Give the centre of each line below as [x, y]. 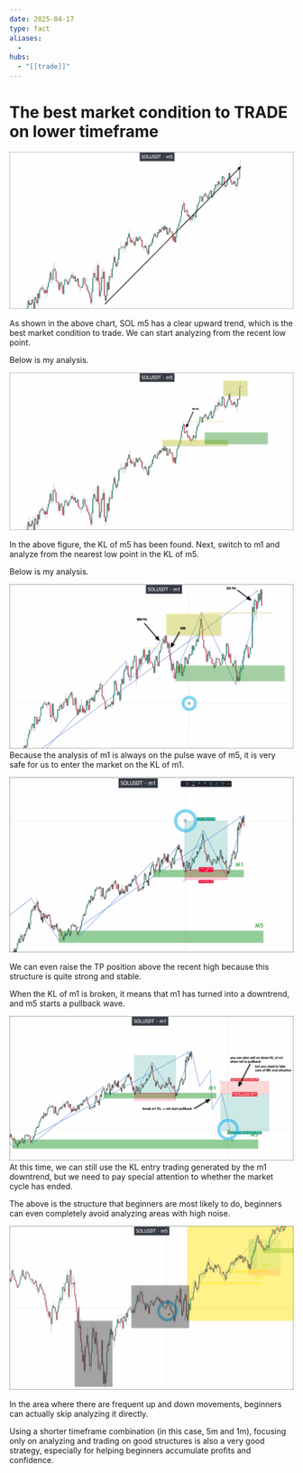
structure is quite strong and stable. [75, 976]
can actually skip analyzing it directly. [79, 1414]
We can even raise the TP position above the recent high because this [139, 967]
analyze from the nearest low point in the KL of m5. [104, 554]
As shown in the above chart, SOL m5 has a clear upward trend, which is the [151, 323]
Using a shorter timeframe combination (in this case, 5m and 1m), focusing [148, 1431]
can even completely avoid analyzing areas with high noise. [120, 1214]
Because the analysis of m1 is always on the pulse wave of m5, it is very [143, 755]
